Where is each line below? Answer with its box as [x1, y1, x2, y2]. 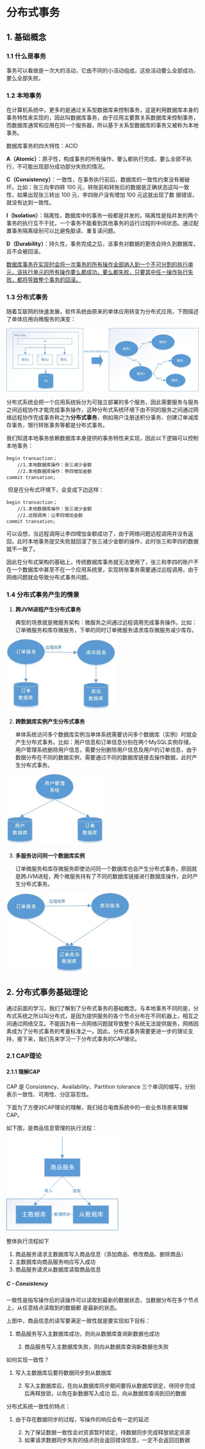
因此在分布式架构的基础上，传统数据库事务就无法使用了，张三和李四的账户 [6, 558, 193, 566]
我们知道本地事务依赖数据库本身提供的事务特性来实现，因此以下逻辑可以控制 [6, 434, 199, 442]
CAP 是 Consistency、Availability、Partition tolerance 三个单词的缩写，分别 [6, 1082, 196, 1090]
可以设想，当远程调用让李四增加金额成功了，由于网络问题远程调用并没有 [6, 530, 188, 537]
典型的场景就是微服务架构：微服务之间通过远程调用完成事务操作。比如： [15, 619, 197, 626]
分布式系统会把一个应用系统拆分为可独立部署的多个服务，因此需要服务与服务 [6, 398, 199, 406]
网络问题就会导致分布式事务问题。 [6, 573, 92, 581]
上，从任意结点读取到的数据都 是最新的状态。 [6, 1304, 120, 1311]
